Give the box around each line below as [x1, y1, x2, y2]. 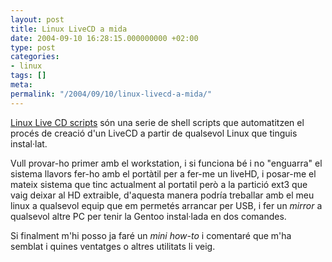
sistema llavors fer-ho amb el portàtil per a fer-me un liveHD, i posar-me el [10, 167, 317, 180]
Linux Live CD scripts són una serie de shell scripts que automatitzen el [10, 116, 305, 128]
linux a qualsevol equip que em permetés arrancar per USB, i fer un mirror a [10, 199, 323, 211]
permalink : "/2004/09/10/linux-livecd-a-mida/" [10, 89, 213, 99]
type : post [10, 42, 56, 53]
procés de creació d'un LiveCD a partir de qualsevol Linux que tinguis [10, 127, 298, 139]
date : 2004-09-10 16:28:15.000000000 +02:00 [10, 33, 199, 43]
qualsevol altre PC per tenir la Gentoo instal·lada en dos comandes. [10, 210, 287, 222]
